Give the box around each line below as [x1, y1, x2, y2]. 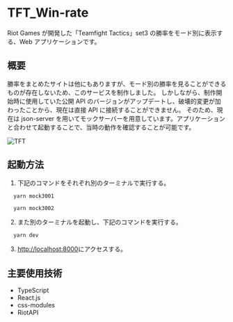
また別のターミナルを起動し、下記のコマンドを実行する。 [17, 218, 182, 227]
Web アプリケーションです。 [19, 37, 101, 46]
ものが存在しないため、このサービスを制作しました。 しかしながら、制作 [7, 88, 216, 97]
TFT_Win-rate [7, 5, 89, 21]
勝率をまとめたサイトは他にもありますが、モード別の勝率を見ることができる [7, 79, 227, 88]
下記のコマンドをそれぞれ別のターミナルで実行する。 [17, 179, 170, 187]
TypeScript [17, 287, 49, 295]
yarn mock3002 [13, 205, 54, 212]
